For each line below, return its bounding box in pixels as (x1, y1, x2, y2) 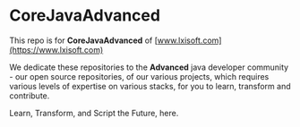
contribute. (9, 90, 50, 101)
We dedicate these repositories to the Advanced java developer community (9, 62, 289, 72)
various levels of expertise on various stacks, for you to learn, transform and (9, 80, 291, 91)
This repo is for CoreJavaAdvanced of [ (9, 35, 159, 46)
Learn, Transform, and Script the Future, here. (9, 107, 179, 118)
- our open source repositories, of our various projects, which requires (9, 71, 270, 81)
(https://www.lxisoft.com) (9, 44, 104, 55)
